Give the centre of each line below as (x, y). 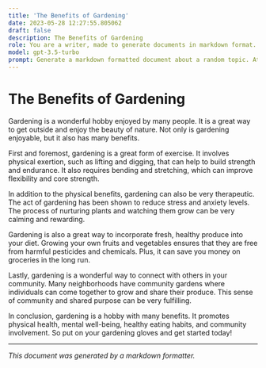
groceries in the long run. (49, 259)
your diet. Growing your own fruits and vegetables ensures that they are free (133, 243)
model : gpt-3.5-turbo (44, 52)
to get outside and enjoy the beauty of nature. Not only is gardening (119, 129)
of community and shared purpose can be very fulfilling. (100, 300)
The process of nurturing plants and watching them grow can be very (122, 210)
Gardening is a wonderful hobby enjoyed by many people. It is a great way (129, 121)
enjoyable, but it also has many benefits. (74, 138)
